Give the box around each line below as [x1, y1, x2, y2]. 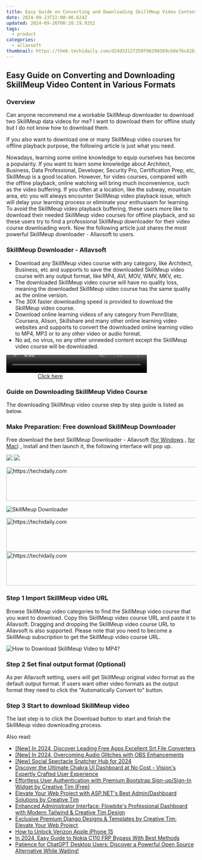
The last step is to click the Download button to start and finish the [6, 715, 171, 723]
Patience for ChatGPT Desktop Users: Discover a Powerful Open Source [14, 841, 194, 848]
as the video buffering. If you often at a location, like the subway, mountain [6, 186, 191, 193]
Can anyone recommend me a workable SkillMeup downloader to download [6, 111, 194, 119]
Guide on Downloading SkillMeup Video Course [6, 387, 148, 396]
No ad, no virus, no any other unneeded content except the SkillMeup [14, 336, 188, 343]
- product [11, 31, 36, 37]
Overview [6, 98, 35, 106]
